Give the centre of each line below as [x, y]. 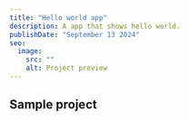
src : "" [40, 60]
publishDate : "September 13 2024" [75, 34]
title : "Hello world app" [58, 18]
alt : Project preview [66, 69]
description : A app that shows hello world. [95, 26]
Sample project [53, 105]
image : [30, 51]
